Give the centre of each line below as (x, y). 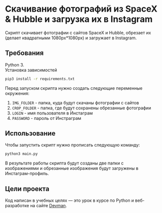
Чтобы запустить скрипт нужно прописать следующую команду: (73, 145)
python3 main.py (21, 154)
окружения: (17, 93)
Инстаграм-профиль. (27, 174)
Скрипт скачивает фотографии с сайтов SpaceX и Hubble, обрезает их (78, 33)
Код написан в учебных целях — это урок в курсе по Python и (70, 200)
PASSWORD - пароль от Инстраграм (47, 118)
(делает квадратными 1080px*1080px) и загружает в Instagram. (71, 38)
